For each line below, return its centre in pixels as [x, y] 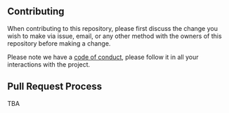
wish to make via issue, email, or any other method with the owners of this [115, 36]
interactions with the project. [49, 64]
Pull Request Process [55, 87]
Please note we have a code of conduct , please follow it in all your [103, 57]
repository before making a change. [59, 43]
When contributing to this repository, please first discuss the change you [112, 28]
